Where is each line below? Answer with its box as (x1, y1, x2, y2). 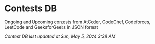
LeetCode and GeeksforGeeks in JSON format (4, 24, 98, 29)
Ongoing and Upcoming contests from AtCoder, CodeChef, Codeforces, (4, 19, 151, 25)
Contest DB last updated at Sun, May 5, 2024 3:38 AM (4, 33, 116, 39)
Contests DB (4, 3, 57, 14)
